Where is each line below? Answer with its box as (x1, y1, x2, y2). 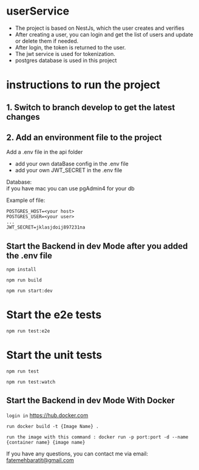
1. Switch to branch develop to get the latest (6, 102, 175, 112)
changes (6, 111, 41, 122)
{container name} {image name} (6, 439, 86, 445)
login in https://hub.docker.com (6, 412, 89, 419)
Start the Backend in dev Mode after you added (6, 241, 188, 251)
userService (6, 4, 70, 18)
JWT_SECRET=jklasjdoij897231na (6, 224, 86, 230)
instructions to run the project (6, 78, 161, 92)
